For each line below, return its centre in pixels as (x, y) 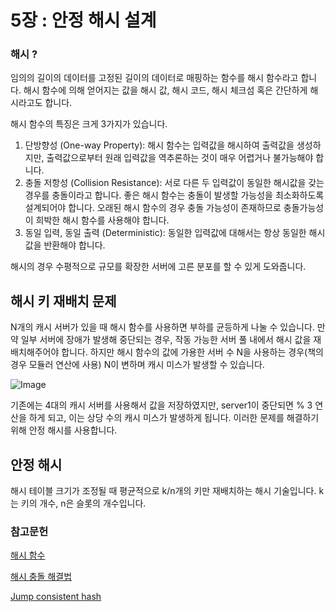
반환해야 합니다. (74, 245)
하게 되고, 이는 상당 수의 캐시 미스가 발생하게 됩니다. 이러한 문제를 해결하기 (174, 418)
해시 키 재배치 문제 (63, 301)
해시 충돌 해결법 (41, 577)
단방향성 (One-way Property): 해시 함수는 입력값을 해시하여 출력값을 (159, 145)
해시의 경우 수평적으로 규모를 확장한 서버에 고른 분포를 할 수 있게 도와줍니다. (158, 267)
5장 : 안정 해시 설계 (83, 20)
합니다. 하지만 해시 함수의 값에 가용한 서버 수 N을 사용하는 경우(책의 (192, 352)
